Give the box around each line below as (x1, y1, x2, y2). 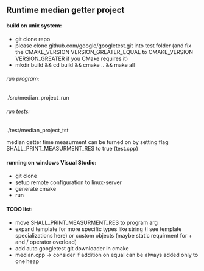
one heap (15, 258, 40, 265)
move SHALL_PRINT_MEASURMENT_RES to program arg (15, 219, 158, 227)
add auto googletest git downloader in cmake (15, 245, 129, 252)
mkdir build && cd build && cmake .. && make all (15, 61, 135, 69)
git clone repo (15, 35, 51, 43)
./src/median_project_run (6, 94, 69, 101)
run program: (6, 75, 40, 83)
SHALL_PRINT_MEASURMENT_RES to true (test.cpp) (6, 145, 139, 152)
